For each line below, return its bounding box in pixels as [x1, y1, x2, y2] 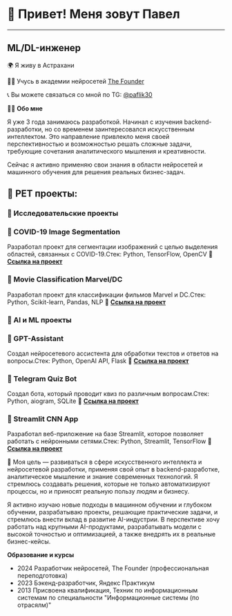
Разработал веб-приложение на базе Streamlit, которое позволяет [7, 430, 204, 438]
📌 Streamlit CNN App [7, 414, 79, 424]
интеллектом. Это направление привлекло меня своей [7, 132, 170, 140]
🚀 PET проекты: [7, 188, 78, 200]
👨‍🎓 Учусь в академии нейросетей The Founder [7, 77, 145, 85]
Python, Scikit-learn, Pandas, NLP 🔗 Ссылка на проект [7, 297, 166, 306]
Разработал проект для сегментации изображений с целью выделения [7, 243, 218, 251]
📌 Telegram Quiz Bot [7, 373, 77, 383]
